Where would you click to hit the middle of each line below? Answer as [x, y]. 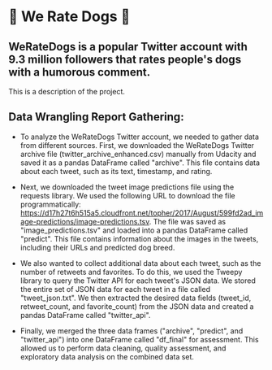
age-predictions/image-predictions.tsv [85, 221]
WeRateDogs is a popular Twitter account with [128, 47]
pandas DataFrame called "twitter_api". [85, 315]
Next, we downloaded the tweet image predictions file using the [127, 187]
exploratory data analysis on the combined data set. [107, 356]
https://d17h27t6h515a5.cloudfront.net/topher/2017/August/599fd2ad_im [142, 213]
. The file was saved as [187, 221]
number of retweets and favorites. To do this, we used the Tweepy [131, 272]
